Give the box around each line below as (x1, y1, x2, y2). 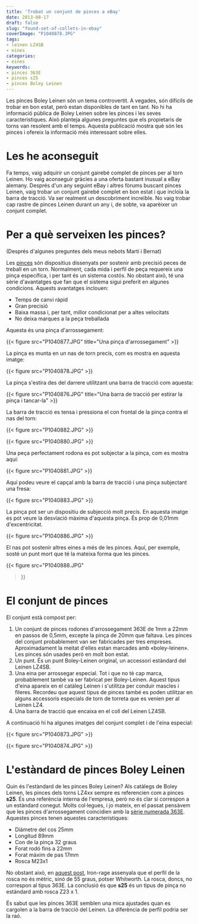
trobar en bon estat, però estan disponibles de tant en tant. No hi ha (6, 104, 172, 110)
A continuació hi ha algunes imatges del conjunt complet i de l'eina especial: (6, 719, 193, 726)
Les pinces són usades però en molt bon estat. (14, 650, 129, 658)
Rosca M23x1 (14, 857, 48, 864)
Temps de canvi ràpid (14, 296, 68, 303)
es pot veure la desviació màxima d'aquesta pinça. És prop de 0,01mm (6, 514, 179, 522)
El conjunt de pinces (6, 594, 109, 608)
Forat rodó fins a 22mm (14, 845, 72, 852)
